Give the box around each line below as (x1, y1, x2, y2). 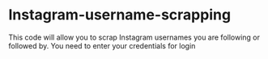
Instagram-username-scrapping (8, 6, 232, 24)
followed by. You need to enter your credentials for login (8, 40, 196, 50)
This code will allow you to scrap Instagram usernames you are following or (8, 32, 261, 42)
